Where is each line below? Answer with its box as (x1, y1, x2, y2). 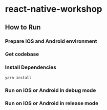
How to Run (5, 23, 41, 31)
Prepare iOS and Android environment (5, 38, 97, 45)
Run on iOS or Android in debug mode (5, 87, 96, 94)
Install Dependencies (5, 64, 57, 71)
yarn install (5, 75, 32, 80)
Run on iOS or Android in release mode (5, 100, 99, 107)
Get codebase (5, 51, 39, 57)
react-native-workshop (5, 3, 103, 15)
